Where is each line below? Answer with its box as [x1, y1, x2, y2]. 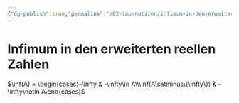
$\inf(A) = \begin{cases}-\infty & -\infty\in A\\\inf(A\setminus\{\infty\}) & [7, 80, 217, 88]
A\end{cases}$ [41, 87, 85, 96]
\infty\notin [7, 87, 41, 96]
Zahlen [7, 56, 50, 72]
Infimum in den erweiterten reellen [7, 40, 216, 57]
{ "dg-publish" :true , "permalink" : [7, 10, 107, 18]
